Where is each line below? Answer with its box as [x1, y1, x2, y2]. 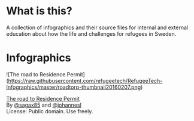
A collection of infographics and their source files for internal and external [6, 24, 189, 31]
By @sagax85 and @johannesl [6, 101, 82, 108]
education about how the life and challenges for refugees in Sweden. [6, 30, 177, 37]
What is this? [6, 4, 73, 18]
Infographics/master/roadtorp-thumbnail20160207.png [6, 83, 141, 91]
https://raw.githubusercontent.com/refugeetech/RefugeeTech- [8, 77, 163, 84]
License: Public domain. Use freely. [6, 107, 93, 114]
